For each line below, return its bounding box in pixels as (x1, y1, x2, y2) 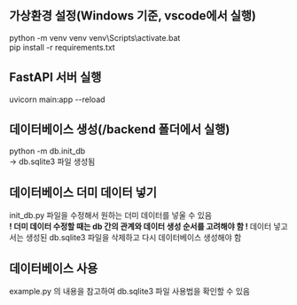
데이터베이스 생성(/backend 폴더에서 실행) (9, 122, 231, 137)
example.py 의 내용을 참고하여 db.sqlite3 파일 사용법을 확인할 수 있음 (9, 286, 251, 297)
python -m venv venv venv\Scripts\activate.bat (9, 32, 181, 43)
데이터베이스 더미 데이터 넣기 (9, 184, 158, 199)
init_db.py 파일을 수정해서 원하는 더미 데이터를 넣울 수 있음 (9, 210, 213, 221)
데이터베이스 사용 (9, 261, 98, 276)
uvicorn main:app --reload (9, 94, 106, 105)
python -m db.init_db (9, 145, 86, 157)
